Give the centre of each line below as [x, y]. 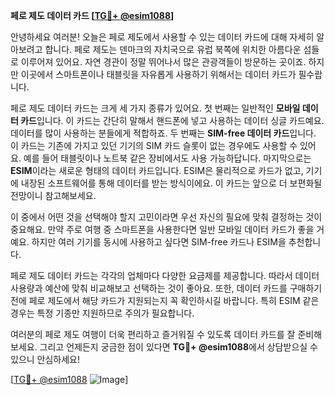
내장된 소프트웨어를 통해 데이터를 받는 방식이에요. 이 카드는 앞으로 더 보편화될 [171, 183]
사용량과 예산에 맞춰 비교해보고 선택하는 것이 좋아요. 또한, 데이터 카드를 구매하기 [166, 288]
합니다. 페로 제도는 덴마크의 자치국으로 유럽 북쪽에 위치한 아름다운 [173, 49]
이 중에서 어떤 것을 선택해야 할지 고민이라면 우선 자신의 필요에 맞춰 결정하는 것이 [166, 217]
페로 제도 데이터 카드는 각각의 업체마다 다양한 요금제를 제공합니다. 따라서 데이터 [165, 275]
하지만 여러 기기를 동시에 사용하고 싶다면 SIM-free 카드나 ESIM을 [159, 242]
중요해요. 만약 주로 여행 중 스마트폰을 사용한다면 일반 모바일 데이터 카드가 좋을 [162, 229]
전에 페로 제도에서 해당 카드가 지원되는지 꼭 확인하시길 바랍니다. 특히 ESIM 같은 [165, 300]
